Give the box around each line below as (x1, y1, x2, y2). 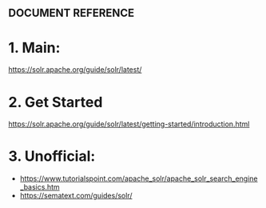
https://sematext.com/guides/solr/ (19, 191, 133, 201)
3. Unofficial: (8, 147, 96, 166)
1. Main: (8, 38, 61, 57)
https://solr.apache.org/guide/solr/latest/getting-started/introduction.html (8, 119, 250, 129)
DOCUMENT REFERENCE (8, 6, 135, 20)
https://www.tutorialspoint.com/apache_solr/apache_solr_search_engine (19, 174, 258, 183)
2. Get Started (8, 93, 103, 111)
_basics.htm (19, 182, 60, 192)
